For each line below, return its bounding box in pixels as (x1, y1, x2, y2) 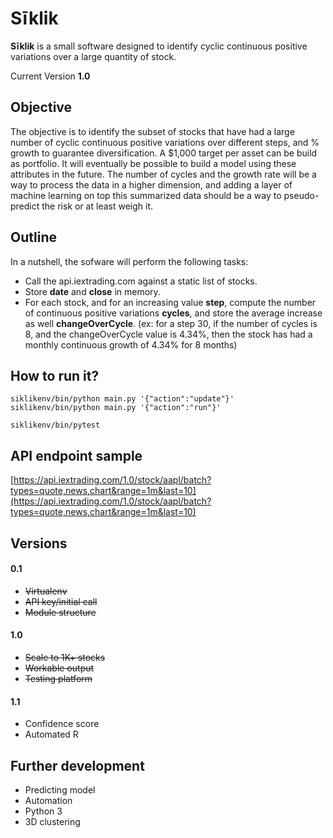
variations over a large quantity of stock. (10, 50, 177, 62)
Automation (24, 795, 73, 806)
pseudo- (283, 189, 320, 201)
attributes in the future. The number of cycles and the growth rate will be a (10, 168, 317, 180)
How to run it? (10, 367, 100, 384)
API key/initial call (24, 595, 98, 607)
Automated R (24, 728, 79, 741)
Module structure (24, 606, 97, 618)
